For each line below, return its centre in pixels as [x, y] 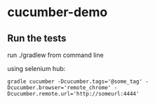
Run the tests [37, 38]
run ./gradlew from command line [55, 55]
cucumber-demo [58, 12]
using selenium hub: [36, 69]
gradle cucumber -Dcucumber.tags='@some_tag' [75, 82]
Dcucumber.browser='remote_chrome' [59, 88]
